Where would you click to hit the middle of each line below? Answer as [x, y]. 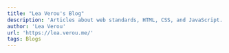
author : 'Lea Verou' [37, 26]
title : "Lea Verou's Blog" [46, 13]
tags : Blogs [24, 39]
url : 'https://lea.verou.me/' [51, 33]
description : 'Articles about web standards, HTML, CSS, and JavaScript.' [117, 20]
